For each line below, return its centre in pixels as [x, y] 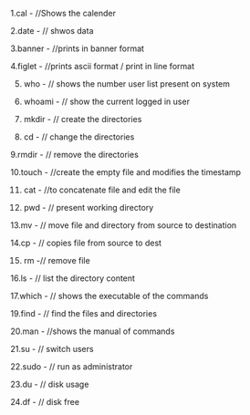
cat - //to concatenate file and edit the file [102, 190]
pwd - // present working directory [89, 207]
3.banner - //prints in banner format [78, 48]
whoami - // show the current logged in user [107, 101]
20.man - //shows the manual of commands [93, 331]
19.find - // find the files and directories [84, 313]
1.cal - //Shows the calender [63, 13]
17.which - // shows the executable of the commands [109, 296]
